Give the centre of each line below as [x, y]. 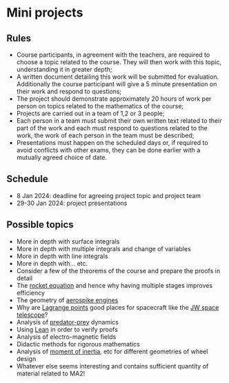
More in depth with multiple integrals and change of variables [103, 248]
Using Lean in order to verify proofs [67, 329]
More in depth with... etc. [52, 263]
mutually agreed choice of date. [62, 157]
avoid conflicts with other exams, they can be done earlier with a [108, 150]
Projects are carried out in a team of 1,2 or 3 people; [90, 113]
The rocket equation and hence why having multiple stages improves [114, 285]
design [26, 359]
